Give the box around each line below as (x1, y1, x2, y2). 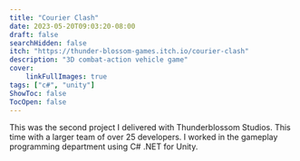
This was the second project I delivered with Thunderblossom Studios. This (9, 122, 292, 133)
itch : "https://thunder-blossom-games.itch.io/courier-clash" (9, 47, 249, 56)
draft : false (9, 30, 59, 39)
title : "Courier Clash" (9, 13, 100, 23)
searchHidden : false (9, 38, 88, 48)
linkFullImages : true (25, 72, 107, 81)
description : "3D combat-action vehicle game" (9, 55, 189, 64)
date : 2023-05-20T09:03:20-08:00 (9, 22, 136, 31)
